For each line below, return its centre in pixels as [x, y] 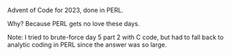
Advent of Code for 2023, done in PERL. [65, 10]
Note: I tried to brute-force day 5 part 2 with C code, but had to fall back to [115, 37]
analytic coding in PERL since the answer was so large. [87, 44]
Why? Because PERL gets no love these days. [74, 23]
